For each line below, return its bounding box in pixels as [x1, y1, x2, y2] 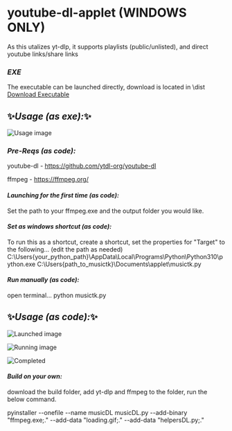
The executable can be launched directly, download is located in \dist [7, 83, 206, 91]
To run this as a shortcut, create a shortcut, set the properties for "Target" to [7, 238, 225, 246]
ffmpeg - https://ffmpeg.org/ [7, 175, 89, 184]
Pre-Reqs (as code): [7, 146, 76, 155]
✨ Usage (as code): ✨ [7, 311, 98, 323]
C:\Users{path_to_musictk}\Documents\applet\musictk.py [37, 260, 202, 268]
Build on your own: [7, 372, 62, 380]
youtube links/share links [7, 50, 78, 58]
